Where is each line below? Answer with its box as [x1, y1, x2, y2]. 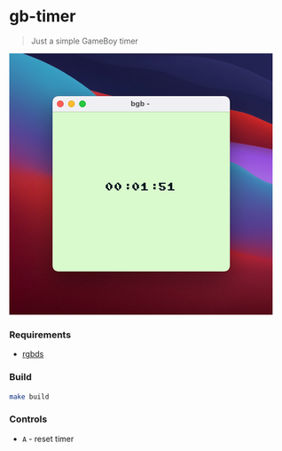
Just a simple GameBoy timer [30, 36, 139, 46]
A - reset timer [21, 433, 74, 444]
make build [9, 392, 50, 401]
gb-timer [9, 6, 76, 27]
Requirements [9, 328, 72, 341]
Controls [9, 413, 48, 425]
